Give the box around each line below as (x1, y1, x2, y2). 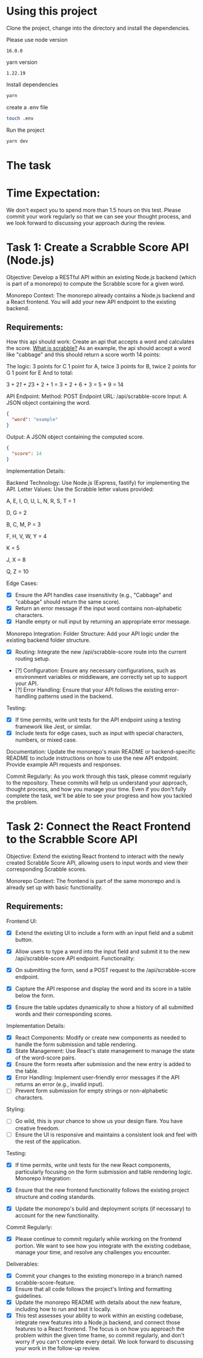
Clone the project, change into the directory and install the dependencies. (6, 24, 190, 32)
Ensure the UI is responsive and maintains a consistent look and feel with (15, 1130, 198, 1138)
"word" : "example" (12, 417, 59, 423)
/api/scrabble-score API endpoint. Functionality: (15, 954, 135, 962)
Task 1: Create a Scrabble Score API (6, 240, 189, 254)
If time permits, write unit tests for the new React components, (15, 1161, 171, 1169)
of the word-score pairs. (15, 1054, 76, 1061)
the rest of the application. (15, 1138, 81, 1145)
